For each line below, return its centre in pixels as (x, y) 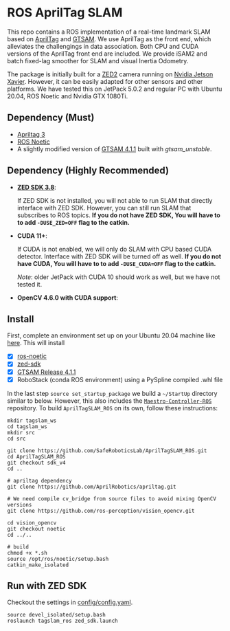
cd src (16, 439)
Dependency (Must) (51, 118)
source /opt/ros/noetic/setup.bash (58, 559)
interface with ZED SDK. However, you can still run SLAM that (104, 208)
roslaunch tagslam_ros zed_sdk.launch (62, 621)
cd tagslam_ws (27, 427)
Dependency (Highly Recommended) (88, 171)
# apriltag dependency (39, 480)
